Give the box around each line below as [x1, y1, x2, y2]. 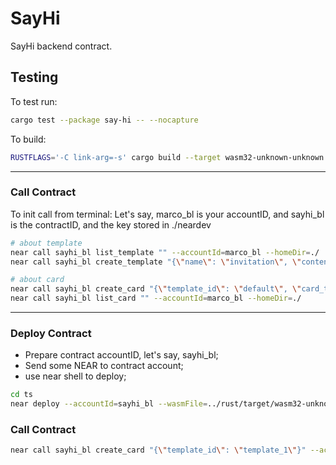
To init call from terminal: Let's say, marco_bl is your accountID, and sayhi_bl [10, 208, 325, 220]
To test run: [10, 95, 58, 107]
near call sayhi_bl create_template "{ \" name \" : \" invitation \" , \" [10, 257, 302, 267]
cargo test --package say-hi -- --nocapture [10, 115, 199, 125]
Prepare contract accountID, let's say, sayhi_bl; [24, 349, 219, 361]
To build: [10, 133, 47, 145]
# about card [10, 275, 65, 285]
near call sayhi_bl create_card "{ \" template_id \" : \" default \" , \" [10, 284, 302, 294]
